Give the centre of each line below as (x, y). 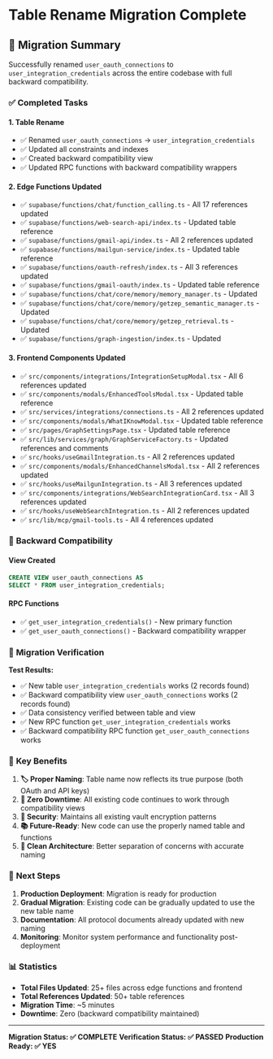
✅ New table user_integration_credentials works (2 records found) (135, 685)
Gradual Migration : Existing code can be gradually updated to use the (137, 902)
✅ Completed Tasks (48, 102)
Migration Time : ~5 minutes (67, 1005)
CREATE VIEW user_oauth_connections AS (76, 577)
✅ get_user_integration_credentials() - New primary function (126, 621)
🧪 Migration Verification (56, 652)
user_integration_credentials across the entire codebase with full (120, 73)
